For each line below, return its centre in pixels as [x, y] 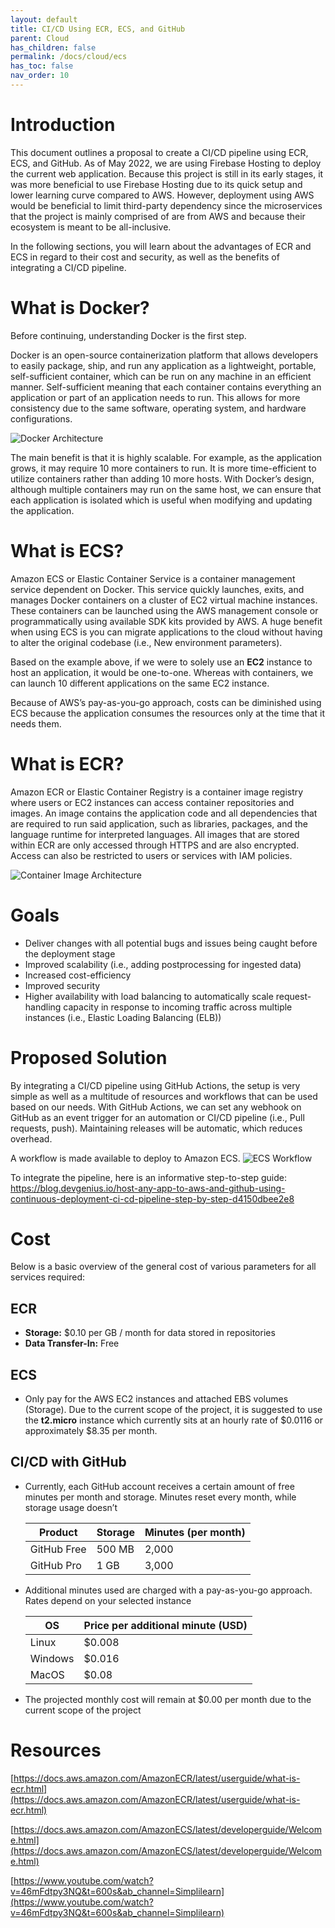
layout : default [44, 19]
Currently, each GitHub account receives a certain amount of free [159, 1486]
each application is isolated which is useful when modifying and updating [161, 500]
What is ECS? [67, 550]
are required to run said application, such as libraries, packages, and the [159, 823]
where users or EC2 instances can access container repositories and [152, 802]
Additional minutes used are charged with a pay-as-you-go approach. [168, 1590]
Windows [52, 1658]
